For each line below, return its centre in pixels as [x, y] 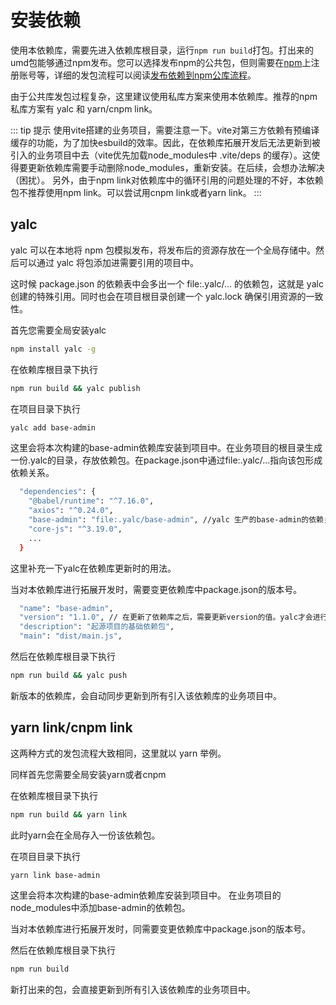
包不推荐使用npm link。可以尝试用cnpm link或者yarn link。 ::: [136, 192]
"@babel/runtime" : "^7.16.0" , [91, 501]
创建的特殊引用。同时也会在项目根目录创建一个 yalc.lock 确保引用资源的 [158, 296]
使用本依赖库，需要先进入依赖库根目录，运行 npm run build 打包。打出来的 [162, 50]
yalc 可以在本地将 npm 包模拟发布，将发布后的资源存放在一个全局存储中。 [163, 250]
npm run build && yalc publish [75, 388]
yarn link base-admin [55, 875]
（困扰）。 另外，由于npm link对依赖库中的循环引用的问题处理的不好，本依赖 [167, 180]
